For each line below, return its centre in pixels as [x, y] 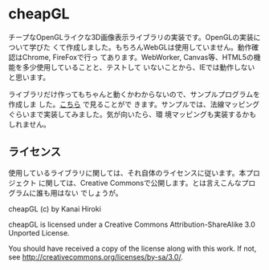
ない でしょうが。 [93, 192]
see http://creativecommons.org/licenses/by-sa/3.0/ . [96, 256]
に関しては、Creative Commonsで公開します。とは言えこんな [140, 183]
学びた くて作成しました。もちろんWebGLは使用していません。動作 [141, 47]
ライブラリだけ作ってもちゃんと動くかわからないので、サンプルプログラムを [134, 94]
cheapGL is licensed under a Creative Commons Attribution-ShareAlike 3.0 [132, 224]
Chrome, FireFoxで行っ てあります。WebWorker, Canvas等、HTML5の [138, 57]
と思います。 [29, 77]
